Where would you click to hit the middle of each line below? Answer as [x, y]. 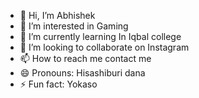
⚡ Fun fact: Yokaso [58, 84]
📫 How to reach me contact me [85, 58]
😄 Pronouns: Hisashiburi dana [82, 73]
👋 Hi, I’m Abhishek [57, 15]
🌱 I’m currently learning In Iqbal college [100, 36]
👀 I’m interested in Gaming [74, 26]
